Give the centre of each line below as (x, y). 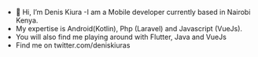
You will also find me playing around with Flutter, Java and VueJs (121, 37)
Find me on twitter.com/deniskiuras (73, 45)
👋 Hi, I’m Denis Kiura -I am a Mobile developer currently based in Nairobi (133, 12)
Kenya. (27, 20)
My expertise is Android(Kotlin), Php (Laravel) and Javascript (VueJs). (129, 28)
